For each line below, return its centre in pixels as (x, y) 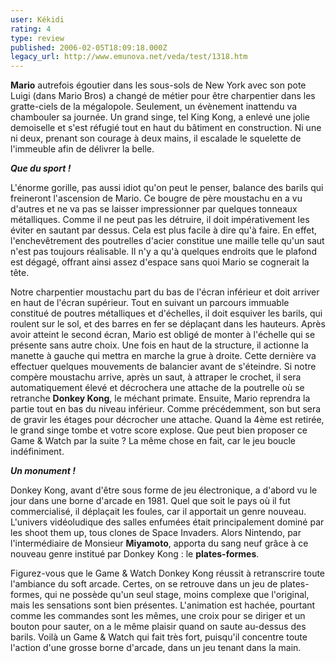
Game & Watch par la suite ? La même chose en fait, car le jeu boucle (153, 441)
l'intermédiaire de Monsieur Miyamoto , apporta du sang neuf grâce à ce (159, 543)
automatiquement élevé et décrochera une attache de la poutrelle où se (157, 388)
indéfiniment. (37, 452)
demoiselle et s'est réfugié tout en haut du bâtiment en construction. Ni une (166, 128)
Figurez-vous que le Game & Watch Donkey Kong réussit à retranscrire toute (168, 573)
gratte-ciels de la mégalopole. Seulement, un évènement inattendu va (154, 107)
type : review (37, 38)
